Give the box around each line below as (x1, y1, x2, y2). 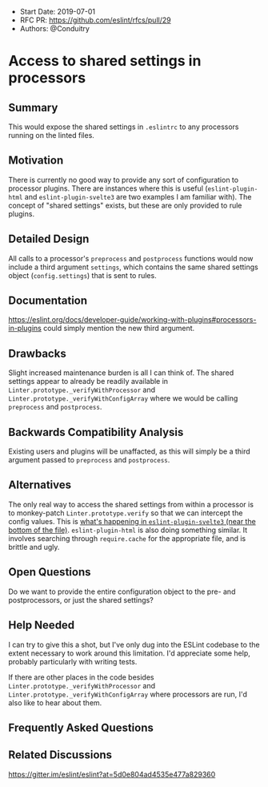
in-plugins (8, 324, 42, 333)
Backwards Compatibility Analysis (8, 425, 184, 439)
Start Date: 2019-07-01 (19, 7, 96, 16)
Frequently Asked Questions (8, 720, 154, 734)
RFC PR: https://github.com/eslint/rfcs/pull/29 (19, 15, 171, 25)
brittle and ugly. (8, 542, 60, 551)
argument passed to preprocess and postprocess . (8, 455, 170, 465)
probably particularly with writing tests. (8, 656, 138, 666)
